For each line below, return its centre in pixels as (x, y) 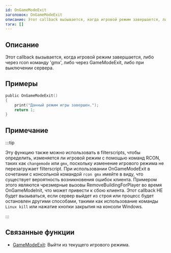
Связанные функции (40, 232)
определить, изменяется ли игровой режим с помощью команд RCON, (83, 158)
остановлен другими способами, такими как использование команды (82, 201)
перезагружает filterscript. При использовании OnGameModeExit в (78, 169)
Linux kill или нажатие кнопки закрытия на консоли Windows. (74, 207)
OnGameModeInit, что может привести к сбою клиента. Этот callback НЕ (84, 190)
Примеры (22, 84)
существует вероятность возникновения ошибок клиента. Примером (81, 180)
